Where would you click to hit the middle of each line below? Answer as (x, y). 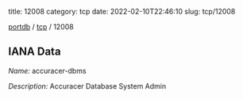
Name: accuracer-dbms (47, 70)
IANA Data (35, 52)
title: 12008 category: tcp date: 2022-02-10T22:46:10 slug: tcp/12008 (122, 11)
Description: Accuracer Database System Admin (87, 86)
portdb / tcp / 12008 (41, 27)
